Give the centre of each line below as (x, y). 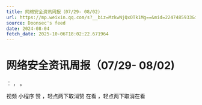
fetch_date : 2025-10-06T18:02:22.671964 (58, 34)
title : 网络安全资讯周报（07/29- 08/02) (54, 12)
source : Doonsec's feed (36, 23)
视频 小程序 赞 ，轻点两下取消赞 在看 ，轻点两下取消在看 (76, 96)
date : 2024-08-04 (28, 28)
